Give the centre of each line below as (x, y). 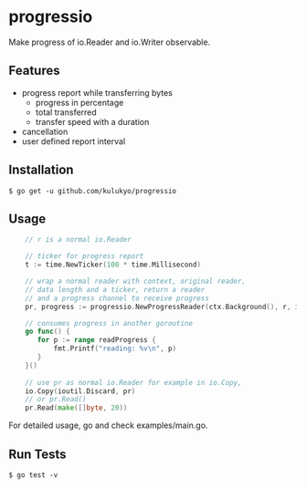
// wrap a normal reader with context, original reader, (136, 281)
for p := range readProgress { (96, 340)
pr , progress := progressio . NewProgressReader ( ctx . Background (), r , (158, 307)
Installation (41, 170)
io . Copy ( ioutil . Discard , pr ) (80, 391)
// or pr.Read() (56, 400)
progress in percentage (79, 102)
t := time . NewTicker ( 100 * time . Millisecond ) (113, 265)
